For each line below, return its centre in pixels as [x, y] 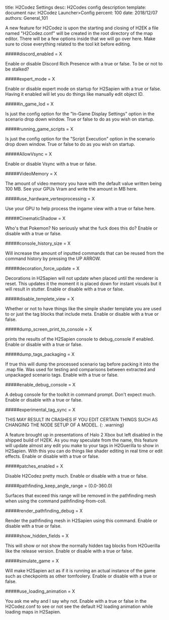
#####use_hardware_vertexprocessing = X [50, 199]
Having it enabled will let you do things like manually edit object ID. [74, 94]
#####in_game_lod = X [30, 104]
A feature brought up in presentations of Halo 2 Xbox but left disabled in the [84, 435]
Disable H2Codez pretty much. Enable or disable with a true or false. [76, 476]
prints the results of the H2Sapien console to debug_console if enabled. [80, 339]
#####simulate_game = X [32, 561]
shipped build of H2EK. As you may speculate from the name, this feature [81, 440]
